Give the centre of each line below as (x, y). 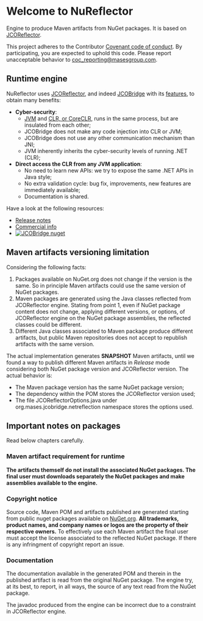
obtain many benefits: (34, 100)
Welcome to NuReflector (70, 11)
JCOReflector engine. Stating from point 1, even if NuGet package (98, 305)
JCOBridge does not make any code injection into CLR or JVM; (103, 131)
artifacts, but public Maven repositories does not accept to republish (101, 337)
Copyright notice (32, 499)
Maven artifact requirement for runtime (66, 456)
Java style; (38, 177)
